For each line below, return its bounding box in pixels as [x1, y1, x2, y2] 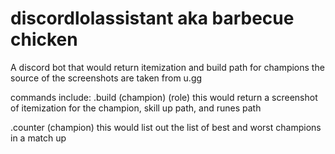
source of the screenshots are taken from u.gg [10, 72, 203, 84]
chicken [10, 28, 78, 51]
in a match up [10, 132, 67, 144]
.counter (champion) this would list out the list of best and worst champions [10, 121, 322, 133]
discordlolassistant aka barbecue [10, 7, 295, 30]
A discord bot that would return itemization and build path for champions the [10, 61, 325, 73]
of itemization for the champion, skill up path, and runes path [10, 102, 262, 114]
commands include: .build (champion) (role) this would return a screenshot [10, 91, 318, 103]
